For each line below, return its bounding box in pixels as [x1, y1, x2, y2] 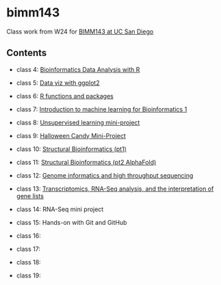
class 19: [16, 271, 42, 280]
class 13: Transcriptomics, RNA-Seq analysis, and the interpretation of [16, 185, 214, 193]
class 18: [16, 258, 42, 266]
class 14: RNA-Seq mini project [16, 205, 104, 213]
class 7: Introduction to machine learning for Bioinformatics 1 [16, 105, 187, 113]
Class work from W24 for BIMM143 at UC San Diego [6, 27, 154, 36]
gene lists [16, 191, 44, 200]
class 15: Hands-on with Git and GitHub [16, 218, 127, 226]
